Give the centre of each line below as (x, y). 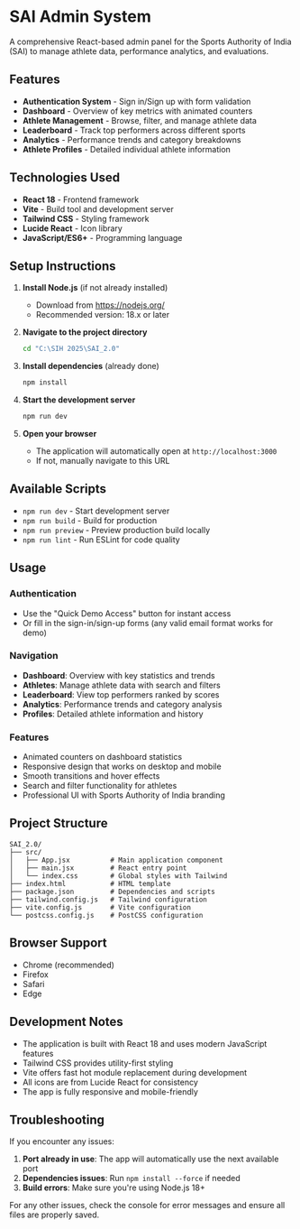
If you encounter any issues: (62, 1141)
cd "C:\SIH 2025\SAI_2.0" (71, 349)
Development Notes (66, 1022)
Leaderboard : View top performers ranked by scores (121, 694)
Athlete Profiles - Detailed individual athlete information (127, 149)
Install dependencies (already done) (91, 366)
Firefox (36, 974)
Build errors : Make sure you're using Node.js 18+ (114, 1187)
